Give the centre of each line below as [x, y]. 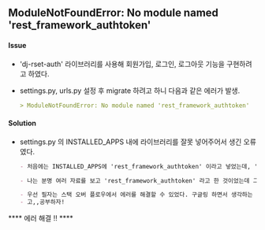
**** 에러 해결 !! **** [41, 218]
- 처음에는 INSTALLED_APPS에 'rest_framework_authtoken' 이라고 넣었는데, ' [138, 166]
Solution [22, 123]
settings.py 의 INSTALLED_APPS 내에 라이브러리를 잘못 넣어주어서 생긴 [131, 142]
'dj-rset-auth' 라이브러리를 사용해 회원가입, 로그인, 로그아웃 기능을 [122, 64]
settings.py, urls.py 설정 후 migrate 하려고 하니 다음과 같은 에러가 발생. [130, 91]
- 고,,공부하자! [42, 202]
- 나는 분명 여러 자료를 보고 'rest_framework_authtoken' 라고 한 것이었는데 [134, 180]
